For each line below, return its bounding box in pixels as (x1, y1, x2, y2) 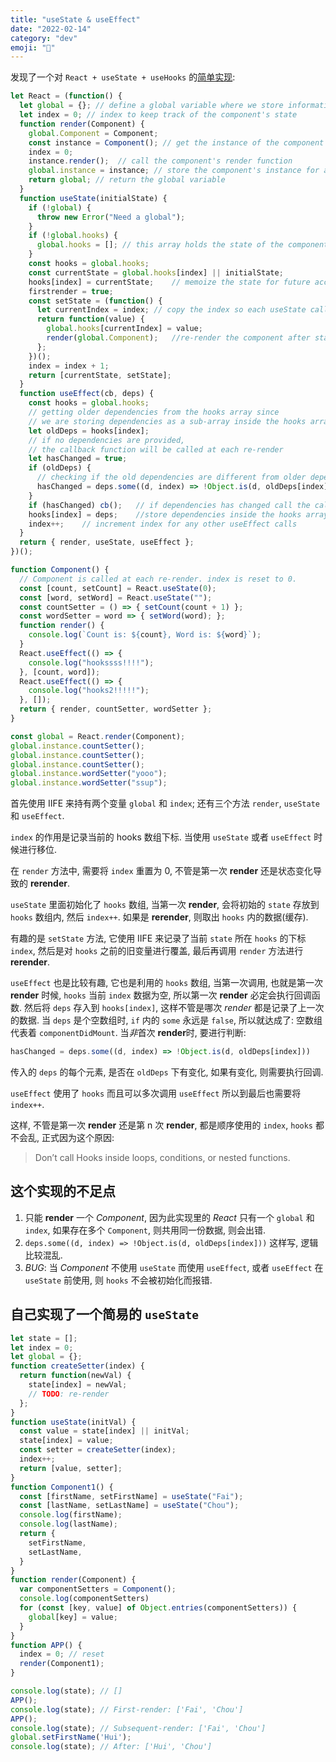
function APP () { (10, 1640, 83, 1650)
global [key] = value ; (28, 1612, 118, 1622)
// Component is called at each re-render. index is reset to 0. (19, 574, 298, 584)
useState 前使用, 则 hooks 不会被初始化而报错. (24, 1274, 213, 1286)
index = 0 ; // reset (19, 1649, 105, 1660)
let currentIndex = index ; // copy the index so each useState (36, 305, 307, 315)
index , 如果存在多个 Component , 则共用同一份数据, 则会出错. (24, 1224, 266, 1236)
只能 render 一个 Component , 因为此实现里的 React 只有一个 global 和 (24, 1211, 315, 1223)
